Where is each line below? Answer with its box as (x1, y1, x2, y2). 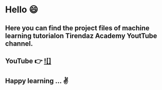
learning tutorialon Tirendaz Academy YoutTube (5, 31, 158, 40)
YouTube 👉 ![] (5, 57, 51, 65)
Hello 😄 (5, 4, 38, 15)
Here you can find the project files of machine (5, 24, 150, 32)
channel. (5, 39, 33, 48)
